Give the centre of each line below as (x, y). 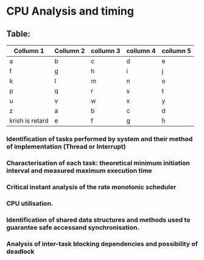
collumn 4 (141, 51)
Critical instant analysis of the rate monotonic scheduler (91, 187)
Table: (19, 34)
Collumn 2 (70, 51)
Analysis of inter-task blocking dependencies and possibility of (102, 244)
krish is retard (29, 121)
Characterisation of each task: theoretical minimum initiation (98, 163)
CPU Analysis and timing (70, 11)
